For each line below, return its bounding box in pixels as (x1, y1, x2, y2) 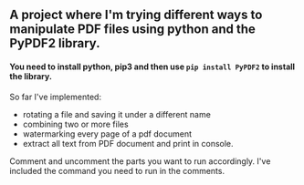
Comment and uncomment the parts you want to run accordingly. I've (9, 155, 271, 167)
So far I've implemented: (9, 91, 102, 102)
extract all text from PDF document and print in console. (22, 138, 235, 149)
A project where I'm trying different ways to (9, 7, 263, 23)
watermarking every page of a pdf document (22, 128, 192, 139)
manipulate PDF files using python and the (9, 22, 256, 37)
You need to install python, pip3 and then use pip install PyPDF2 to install (9, 61, 295, 72)
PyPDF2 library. (9, 36, 100, 51)
